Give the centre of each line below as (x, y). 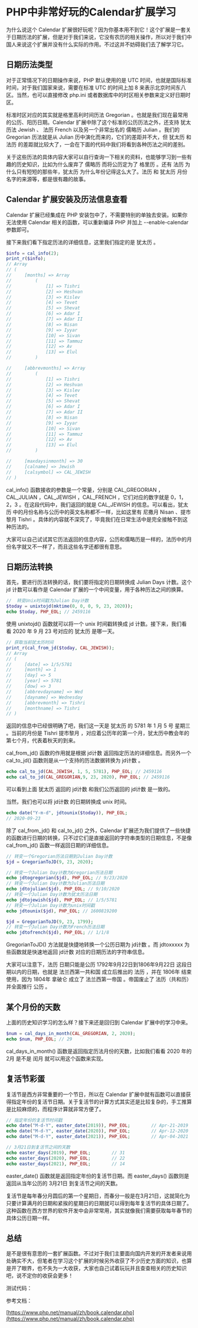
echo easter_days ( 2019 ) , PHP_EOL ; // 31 (66, 1153)
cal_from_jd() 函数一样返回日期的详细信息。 (59, 845)
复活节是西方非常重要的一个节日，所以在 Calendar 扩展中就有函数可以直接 (96, 1094)
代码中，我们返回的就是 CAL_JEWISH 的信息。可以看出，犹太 (114, 504)
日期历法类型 (29, 65)
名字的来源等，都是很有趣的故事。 (47, 179)
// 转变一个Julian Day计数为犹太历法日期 (52, 895)
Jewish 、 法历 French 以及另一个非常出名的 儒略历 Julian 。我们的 (98, 129)
